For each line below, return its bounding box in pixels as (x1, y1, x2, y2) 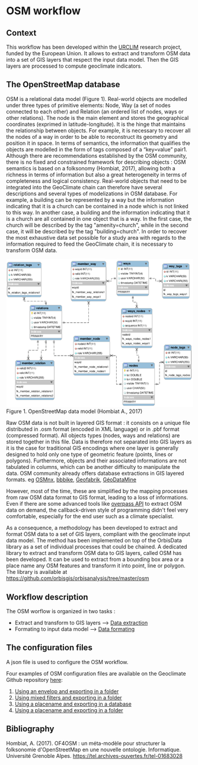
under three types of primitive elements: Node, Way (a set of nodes (6, 101, 171, 109)
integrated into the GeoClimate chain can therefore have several (6, 183, 162, 191)
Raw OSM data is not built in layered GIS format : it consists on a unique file (6, 420, 191, 427)
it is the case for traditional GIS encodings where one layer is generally (6, 445, 179, 452)
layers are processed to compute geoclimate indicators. (6, 62, 142, 69)
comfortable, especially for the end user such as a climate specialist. (6, 513, 174, 520)
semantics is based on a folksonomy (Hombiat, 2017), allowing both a (6, 164, 176, 172)
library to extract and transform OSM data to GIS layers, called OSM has (6, 550, 182, 557)
